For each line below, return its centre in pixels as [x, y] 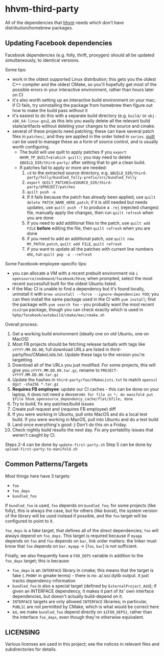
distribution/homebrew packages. [39, 27]
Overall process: [22, 324]
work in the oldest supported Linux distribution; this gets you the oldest [84, 79]
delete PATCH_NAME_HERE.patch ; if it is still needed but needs [87, 202]
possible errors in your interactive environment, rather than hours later [83, 90]
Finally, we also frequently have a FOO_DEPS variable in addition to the [74, 555]
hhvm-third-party [42, 9]
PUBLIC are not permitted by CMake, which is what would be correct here [85, 607]
